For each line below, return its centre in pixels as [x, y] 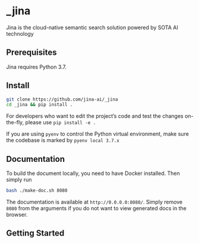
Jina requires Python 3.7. [37, 67]
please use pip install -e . [61, 123]
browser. [17, 215]
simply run [19, 180]
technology [20, 33]
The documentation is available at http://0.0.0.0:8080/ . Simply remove [94, 202]
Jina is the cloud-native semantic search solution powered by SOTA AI [92, 27]
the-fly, [15, 123]
